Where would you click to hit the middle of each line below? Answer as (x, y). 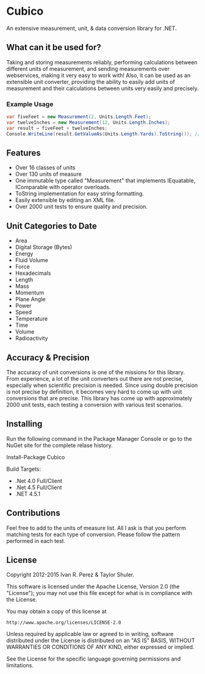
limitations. (20, 665)
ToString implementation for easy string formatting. (80, 193)
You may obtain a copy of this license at (56, 612)
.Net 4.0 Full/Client (38, 481)
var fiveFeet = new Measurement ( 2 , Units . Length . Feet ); (79, 117)
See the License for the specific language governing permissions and (94, 659)
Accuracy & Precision (48, 357)
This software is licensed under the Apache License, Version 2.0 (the (93, 586)
